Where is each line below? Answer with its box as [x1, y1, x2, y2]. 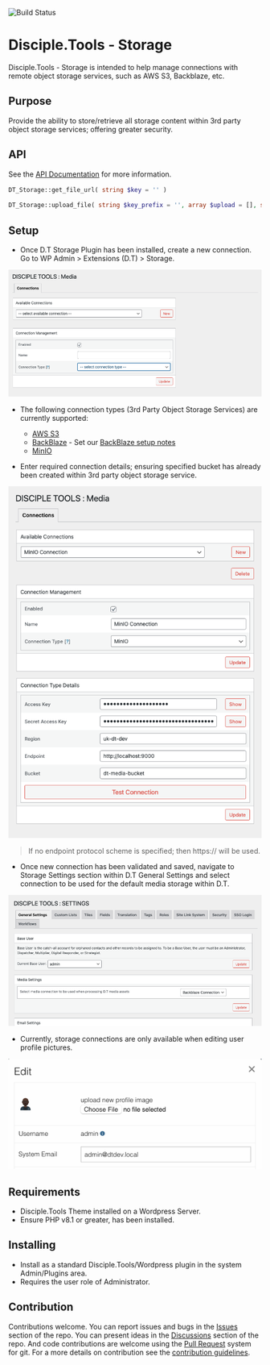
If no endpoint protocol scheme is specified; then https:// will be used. [27, 846, 261, 855]
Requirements [8, 1185, 80, 1199]
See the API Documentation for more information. [8, 169, 172, 179]
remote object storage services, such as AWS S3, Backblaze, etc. [8, 71, 225, 81]
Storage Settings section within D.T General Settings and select [19, 870, 231, 880]
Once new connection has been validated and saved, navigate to [19, 861, 235, 871]
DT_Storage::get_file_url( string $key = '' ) [8, 185, 167, 194]
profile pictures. [19, 1042, 73, 1052]
